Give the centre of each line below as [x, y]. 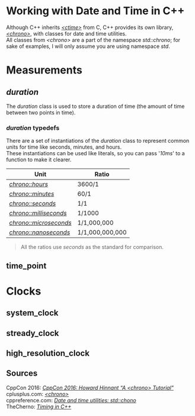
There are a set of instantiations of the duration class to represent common [98, 141]
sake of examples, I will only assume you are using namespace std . [88, 46]
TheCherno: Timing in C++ [39, 407]
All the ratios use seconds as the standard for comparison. [92, 247]
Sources [22, 374]
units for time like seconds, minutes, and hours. [64, 147]
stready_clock [33, 333]
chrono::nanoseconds [40, 232]
